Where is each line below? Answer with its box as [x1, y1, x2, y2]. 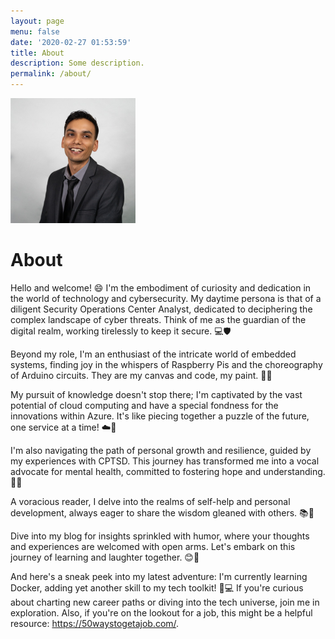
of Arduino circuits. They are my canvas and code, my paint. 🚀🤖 [10, 369, 273, 381]
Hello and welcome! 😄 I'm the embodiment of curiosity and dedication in [10, 281, 312, 294]
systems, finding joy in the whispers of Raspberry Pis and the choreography [10, 358, 323, 370]
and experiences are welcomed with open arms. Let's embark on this [10, 540, 296, 552]
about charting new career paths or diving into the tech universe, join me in [10, 596, 320, 608]
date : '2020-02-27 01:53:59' [10, 37, 132, 47]
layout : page [10, 16, 65, 26]
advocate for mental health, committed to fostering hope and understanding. [10, 465, 326, 477]
